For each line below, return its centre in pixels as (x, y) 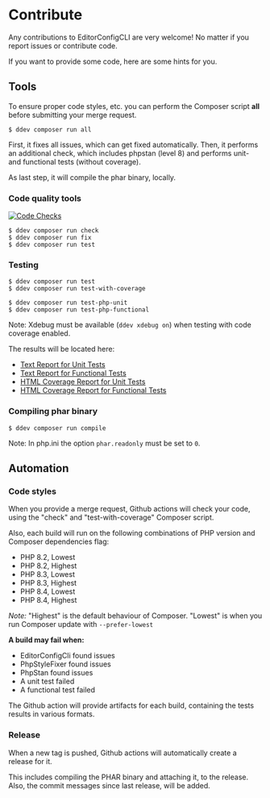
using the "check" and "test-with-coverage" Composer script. (111, 517)
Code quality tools (45, 198)
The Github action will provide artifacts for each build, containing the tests (131, 706)
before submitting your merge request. (73, 115)
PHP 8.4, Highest (48, 600)
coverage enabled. (39, 333)
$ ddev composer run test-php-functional (79, 310)
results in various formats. (52, 714)
